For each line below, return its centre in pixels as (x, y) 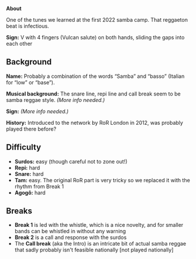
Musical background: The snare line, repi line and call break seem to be (93, 94)
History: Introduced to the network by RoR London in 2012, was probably (95, 122)
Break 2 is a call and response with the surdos (71, 237)
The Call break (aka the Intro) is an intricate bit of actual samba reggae (100, 244)
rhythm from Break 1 (39, 186)
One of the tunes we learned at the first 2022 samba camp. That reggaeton (97, 20)
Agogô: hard (30, 192)
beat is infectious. (28, 26)
